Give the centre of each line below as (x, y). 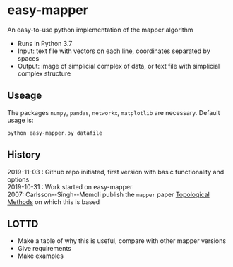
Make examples (40, 256)
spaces (28, 58)
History (24, 155)
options (18, 179)
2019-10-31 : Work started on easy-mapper (70, 186)
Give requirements (44, 249)
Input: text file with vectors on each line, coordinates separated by (114, 51)
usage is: (20, 120)
